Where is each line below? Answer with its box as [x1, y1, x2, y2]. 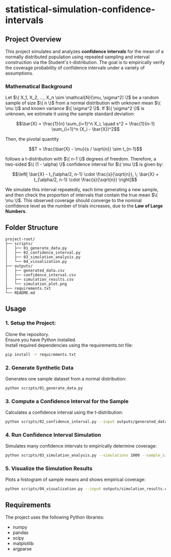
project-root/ [5, 237, 36, 242]
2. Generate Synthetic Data [5, 364, 74, 371]
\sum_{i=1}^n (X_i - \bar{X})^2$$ [51, 126, 120, 132]
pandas [12, 529, 29, 536]
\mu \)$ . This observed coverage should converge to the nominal [5, 197, 142, 204]
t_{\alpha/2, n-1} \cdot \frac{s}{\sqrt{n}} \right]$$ [34, 176, 137, 183]
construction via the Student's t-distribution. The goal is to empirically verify [5, 59, 165, 65]
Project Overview [5, 35, 62, 43]
